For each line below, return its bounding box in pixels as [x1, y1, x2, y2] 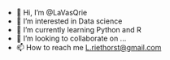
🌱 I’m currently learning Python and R [15, 25, 142, 34]
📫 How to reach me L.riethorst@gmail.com [15, 43, 162, 52]
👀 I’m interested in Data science [15, 16, 123, 26]
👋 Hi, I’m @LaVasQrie [15, 8, 88, 17]
